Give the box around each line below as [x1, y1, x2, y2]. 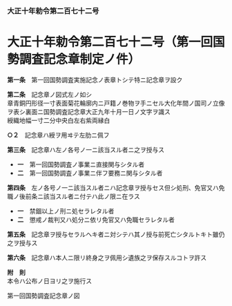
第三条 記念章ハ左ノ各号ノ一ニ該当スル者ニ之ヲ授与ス [7, 145, 164, 153]
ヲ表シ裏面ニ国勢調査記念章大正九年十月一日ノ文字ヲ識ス [7, 107, 171, 115]
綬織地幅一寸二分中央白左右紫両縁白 [7, 116, 110, 124]
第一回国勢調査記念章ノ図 [7, 291, 80, 300]
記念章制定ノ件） [43, 52, 141, 67]
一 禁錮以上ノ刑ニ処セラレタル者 [17, 207, 115, 215]
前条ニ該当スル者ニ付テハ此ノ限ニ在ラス [25, 192, 140, 200]
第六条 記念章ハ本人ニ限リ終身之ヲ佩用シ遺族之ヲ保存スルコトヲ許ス [7, 254, 207, 262]
